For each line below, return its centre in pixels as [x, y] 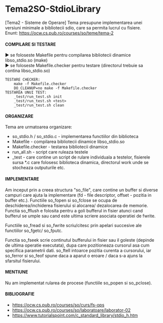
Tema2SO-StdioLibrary [53, 9]
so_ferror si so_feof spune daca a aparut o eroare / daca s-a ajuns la [74, 255]
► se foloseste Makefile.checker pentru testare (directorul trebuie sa [74, 66]
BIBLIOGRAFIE [20, 294]
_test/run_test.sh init [38, 97]
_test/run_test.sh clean [39, 105]
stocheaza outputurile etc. [38, 168]
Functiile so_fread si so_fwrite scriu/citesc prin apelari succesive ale [73, 225]
